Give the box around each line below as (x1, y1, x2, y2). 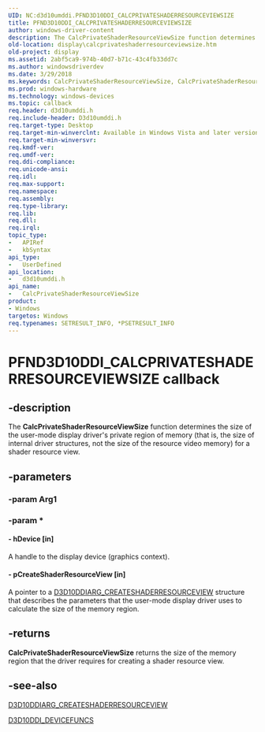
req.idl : (8, 173, 37, 181)
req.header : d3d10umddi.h (8, 107, 93, 115)
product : (8, 297, 37, 305)
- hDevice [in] (8, 534, 54, 544)
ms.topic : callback (8, 99, 73, 107)
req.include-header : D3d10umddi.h (8, 114, 122, 122)
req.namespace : (8, 187, 58, 195)
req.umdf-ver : (8, 150, 55, 158)
